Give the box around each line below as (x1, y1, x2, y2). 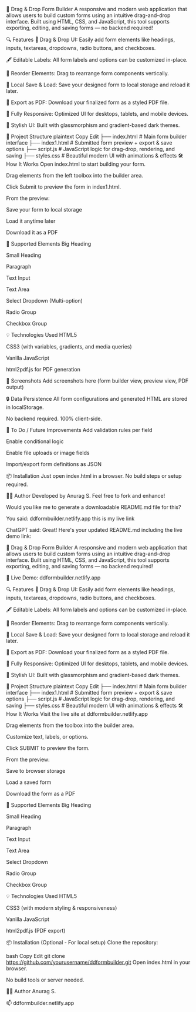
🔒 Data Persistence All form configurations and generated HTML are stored (6, 396, 188, 402)
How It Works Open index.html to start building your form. (6, 160, 146, 167)
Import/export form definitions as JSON (6, 461, 102, 467)
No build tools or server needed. (6, 976, 85, 983)
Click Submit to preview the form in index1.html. (6, 183, 121, 190)
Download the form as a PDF (6, 790, 76, 797)
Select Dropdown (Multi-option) (6, 297, 83, 304)
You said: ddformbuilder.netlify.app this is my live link (6, 515, 135, 522)
